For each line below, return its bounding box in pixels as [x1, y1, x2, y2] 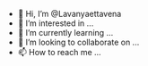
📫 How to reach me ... [17, 47, 101, 57]
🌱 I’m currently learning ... [17, 28, 114, 37]
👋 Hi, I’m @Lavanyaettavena [17, 9, 122, 19]
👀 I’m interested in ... [17, 18, 94, 29]
